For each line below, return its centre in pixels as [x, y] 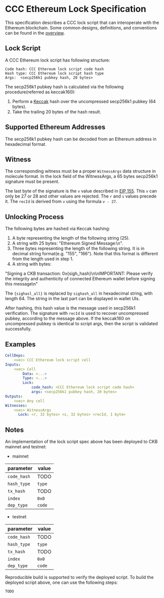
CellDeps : [15, 355]
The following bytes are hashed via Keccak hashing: [58, 229]
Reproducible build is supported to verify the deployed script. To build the [80, 577]
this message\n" [22, 284]
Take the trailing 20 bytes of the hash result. [57, 111]
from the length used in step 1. [43, 259]
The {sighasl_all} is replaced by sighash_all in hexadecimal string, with [79, 293]
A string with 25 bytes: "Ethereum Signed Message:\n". [68, 244]
